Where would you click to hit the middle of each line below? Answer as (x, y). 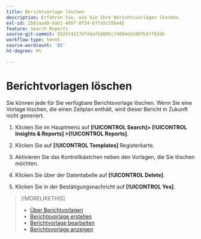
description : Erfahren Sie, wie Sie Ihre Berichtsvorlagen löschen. (94, 17)
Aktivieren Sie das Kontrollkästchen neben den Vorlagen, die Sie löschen (105, 157)
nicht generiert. (25, 116)
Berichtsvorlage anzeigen (61, 229)
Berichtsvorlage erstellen (61, 216)
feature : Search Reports (37, 29)
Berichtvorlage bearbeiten (62, 223)
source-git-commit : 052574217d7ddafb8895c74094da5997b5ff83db (85, 34)
